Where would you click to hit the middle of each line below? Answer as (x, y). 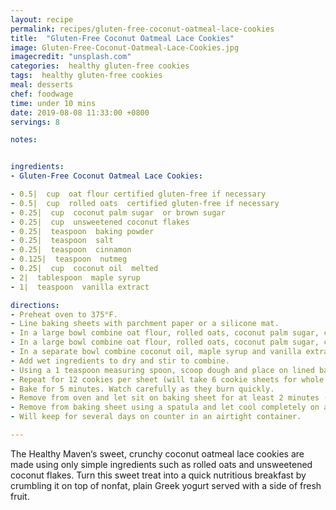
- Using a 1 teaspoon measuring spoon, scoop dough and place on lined (162, 370)
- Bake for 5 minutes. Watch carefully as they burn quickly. (142, 389)
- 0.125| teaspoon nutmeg (69, 259)
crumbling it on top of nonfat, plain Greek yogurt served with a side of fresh (166, 485)
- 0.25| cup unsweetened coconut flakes (100, 222)
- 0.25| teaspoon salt (62, 241)
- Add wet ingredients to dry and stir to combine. (120, 361)
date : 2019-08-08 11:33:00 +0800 (80, 112)
